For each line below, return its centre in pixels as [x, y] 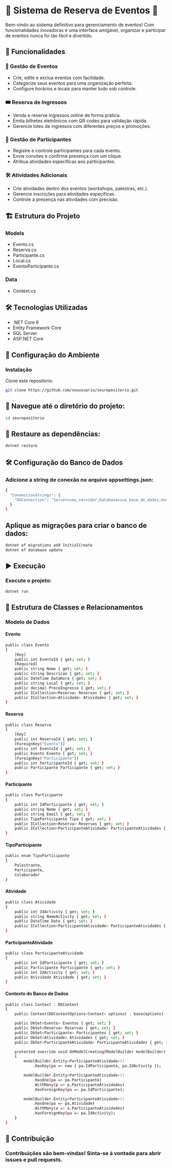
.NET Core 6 [26, 323]
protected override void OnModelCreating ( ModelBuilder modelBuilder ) [90, 1052]
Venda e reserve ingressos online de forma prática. [67, 115]
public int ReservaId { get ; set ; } [54, 739]
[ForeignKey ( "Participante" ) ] [47, 758]
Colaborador [27, 875]
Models [15, 233]
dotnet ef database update [34, 550]
